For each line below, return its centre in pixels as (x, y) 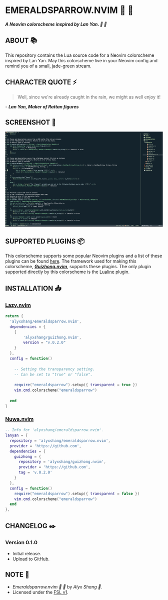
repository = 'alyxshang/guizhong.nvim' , (62, 462)
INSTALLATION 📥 (33, 288)
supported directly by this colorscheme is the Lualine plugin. (67, 272)
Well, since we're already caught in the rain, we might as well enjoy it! (89, 97)
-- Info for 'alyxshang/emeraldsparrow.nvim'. (54, 430)
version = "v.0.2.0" (44, 343)
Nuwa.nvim (19, 419)
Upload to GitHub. (31, 559)
